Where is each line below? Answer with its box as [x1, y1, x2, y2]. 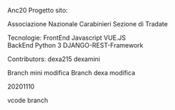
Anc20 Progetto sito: [7, 6, 68, 14]
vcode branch [7, 96, 48, 104]
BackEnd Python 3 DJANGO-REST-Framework [7, 41, 144, 49]
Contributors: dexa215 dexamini [7, 55, 101, 63]
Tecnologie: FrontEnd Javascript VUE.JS [7, 33, 127, 42]
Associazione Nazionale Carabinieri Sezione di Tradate [7, 20, 169, 28]
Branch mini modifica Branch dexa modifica [7, 69, 135, 77]
